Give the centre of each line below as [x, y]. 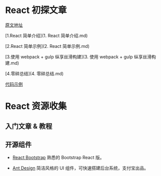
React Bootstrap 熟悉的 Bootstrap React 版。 [58, 158]
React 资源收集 [36, 106]
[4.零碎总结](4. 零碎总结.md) [34, 73]
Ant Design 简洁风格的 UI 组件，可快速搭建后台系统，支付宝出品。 [80, 168]
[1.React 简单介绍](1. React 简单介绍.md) [46, 35]
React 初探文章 [36, 10]
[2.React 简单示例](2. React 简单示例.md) [47, 46]
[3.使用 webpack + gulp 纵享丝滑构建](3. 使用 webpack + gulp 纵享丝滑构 [81, 57]
